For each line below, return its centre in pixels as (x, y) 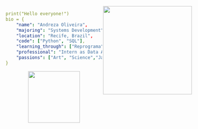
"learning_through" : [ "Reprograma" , (61, 47)
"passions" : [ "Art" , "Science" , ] (105, 58)
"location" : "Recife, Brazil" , (55, 36)
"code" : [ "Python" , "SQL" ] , (51, 41)
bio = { (15, 19)
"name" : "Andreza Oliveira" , (52, 25)
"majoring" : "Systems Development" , (61, 30)
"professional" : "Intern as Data (57, 52)
